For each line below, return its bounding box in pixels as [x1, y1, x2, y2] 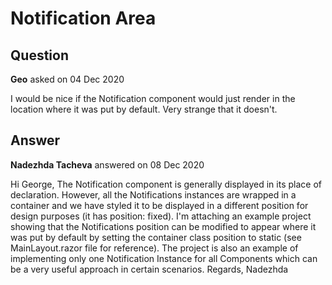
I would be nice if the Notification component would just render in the [10, 93, 296, 104]
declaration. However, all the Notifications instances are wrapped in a [10, 188, 297, 201]
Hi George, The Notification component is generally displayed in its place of [10, 178, 322, 190]
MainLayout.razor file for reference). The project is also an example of [10, 242, 299, 254]
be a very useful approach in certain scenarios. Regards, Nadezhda [10, 263, 289, 275]
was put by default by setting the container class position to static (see [10, 231, 302, 243]
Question [10, 47, 69, 64]
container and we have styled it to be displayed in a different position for [10, 199, 309, 211]
